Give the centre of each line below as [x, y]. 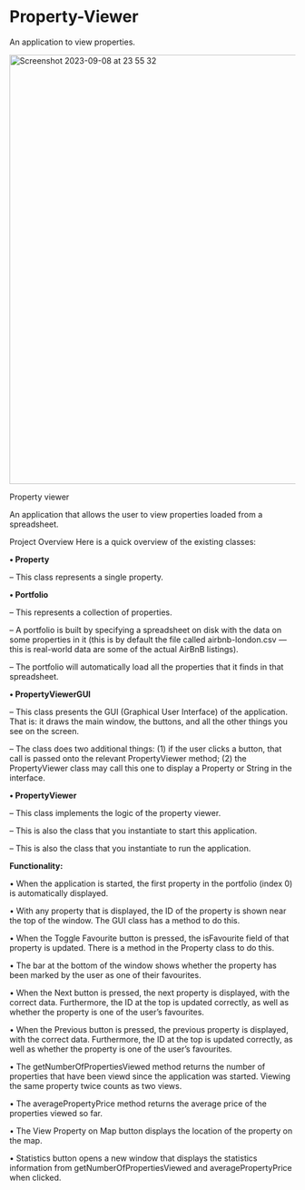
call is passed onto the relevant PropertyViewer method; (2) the [128, 758]
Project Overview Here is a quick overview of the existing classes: [133, 541]
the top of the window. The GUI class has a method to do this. [125, 920]
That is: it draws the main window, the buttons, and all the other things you [149, 721]
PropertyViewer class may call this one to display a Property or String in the [151, 768]
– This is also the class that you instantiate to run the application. [130, 848]
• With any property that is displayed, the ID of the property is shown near [148, 911]
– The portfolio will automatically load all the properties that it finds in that [147, 667]
